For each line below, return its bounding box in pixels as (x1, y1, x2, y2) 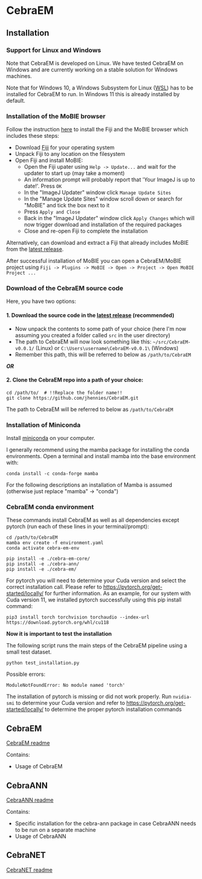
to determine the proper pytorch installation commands (45, 705, 182, 713)
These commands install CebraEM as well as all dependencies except (6, 516, 180, 524)
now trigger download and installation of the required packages (24, 221, 182, 229)
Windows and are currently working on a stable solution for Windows (6, 66, 178, 73)
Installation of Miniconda (6, 421, 81, 429)
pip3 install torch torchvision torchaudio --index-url (6, 614, 150, 620)
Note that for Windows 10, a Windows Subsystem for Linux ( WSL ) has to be (6, 84, 194, 91)
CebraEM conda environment (6, 503, 94, 511)
